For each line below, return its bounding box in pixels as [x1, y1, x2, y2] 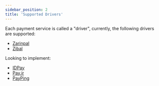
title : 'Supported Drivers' [5, 12, 64, 17]
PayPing [12, 75, 30, 81]
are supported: [5, 31, 36, 37]
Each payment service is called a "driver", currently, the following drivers [5, 25, 155, 31]
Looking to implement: [5, 55, 51, 61]
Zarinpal [12, 40, 30, 46]
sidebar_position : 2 [5, 7, 48, 12]
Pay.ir [12, 70, 24, 76]
